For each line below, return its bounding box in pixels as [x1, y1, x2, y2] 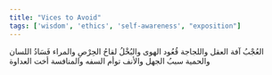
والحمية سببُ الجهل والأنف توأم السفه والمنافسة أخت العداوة [9, 55, 210, 66]
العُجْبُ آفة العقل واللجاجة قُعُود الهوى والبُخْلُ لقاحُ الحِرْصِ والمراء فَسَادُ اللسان [9, 46, 265, 56]
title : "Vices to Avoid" [9, 12, 102, 22]
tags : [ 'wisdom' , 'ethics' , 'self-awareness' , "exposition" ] [9, 21, 242, 30]
